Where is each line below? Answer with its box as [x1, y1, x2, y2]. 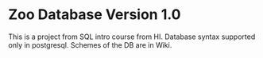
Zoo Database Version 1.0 [8, 6, 181, 24]
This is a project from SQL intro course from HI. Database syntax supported [8, 32, 256, 41]
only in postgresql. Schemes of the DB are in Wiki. [8, 40, 172, 49]
